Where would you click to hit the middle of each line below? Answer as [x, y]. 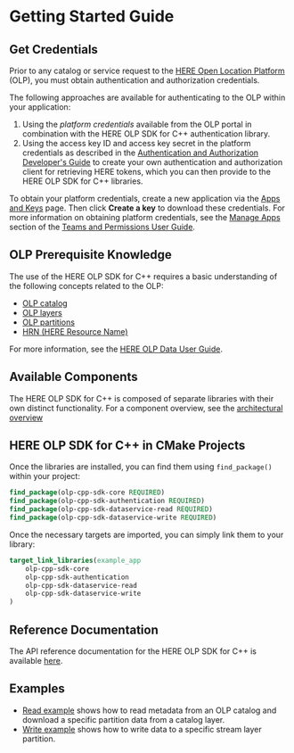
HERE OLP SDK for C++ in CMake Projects [127, 446]
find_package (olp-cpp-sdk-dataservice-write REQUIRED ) [113, 518]
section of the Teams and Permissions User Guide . [102, 227]
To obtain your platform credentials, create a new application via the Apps [145, 199]
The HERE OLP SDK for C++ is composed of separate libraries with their [142, 398]
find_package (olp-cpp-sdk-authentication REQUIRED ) [107, 501]
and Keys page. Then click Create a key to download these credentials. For [147, 208]
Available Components [73, 377]
